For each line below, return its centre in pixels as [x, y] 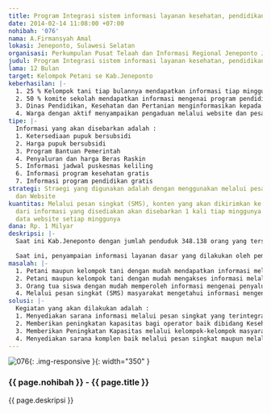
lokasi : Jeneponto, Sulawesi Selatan [72, 46]
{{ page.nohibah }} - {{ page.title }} [79, 382]
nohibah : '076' [34, 31]
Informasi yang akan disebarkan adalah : [86, 129]
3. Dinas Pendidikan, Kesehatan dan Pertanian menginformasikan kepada [139, 106]
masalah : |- [28, 263]
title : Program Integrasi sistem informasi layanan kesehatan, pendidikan [137, 16]
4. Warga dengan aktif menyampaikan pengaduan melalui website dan [131, 114]
